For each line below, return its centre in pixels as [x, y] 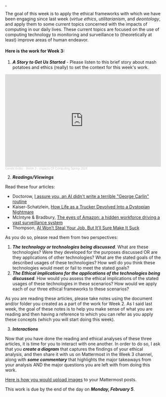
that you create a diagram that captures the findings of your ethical [74, 349]
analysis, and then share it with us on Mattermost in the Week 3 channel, [79, 354]
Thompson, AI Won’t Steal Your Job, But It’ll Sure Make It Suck [76, 228]
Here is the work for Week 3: [35, 51]
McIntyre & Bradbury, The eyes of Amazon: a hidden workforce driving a [86, 217]
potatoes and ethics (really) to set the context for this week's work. [81, 67]
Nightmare [23, 212]
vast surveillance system [38, 222]
